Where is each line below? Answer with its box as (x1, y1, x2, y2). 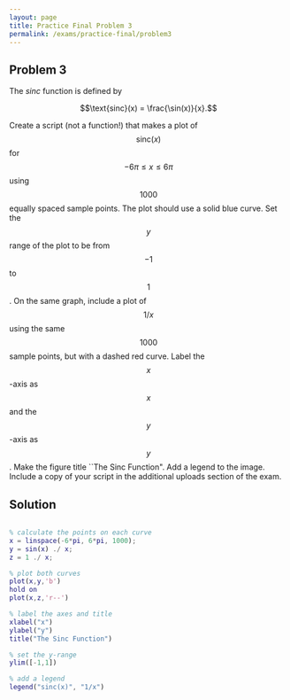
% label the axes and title (9, 610, 113, 618)
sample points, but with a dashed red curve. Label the (9, 351, 205, 362)
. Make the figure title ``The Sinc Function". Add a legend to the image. (9, 462, 265, 472)
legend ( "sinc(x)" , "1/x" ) (9, 683, 104, 692)
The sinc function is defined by (9, 86, 122, 97)
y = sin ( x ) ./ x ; (9, 544, 73, 554)
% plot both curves (9, 569, 81, 578)
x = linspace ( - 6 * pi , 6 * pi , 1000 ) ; (9, 536, 137, 545)
